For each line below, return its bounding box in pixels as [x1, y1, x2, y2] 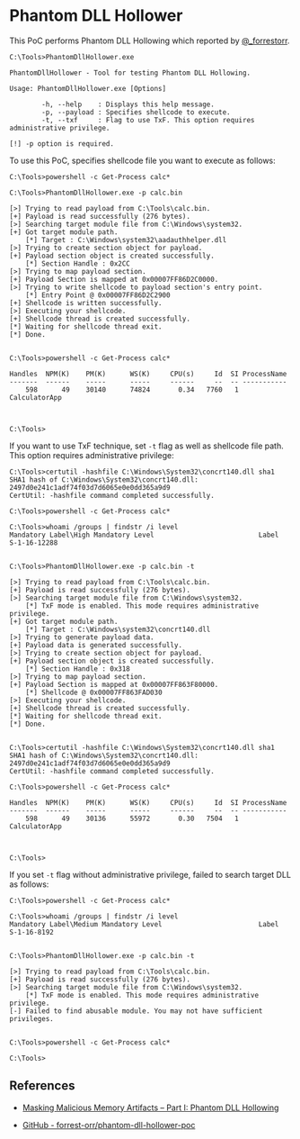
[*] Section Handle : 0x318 [25, 664, 130, 673]
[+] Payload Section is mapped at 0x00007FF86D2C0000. [9, 275, 219, 284]
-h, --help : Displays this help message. [41, 100, 216, 109]
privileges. [9, 1014, 54, 1023]
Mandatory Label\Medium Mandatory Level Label [9, 919, 279, 928]
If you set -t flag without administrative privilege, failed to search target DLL [9, 869, 292, 880]
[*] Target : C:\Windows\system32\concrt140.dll [25, 625, 211, 634]
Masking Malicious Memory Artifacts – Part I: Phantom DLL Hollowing [22, 1102, 279, 1113]
